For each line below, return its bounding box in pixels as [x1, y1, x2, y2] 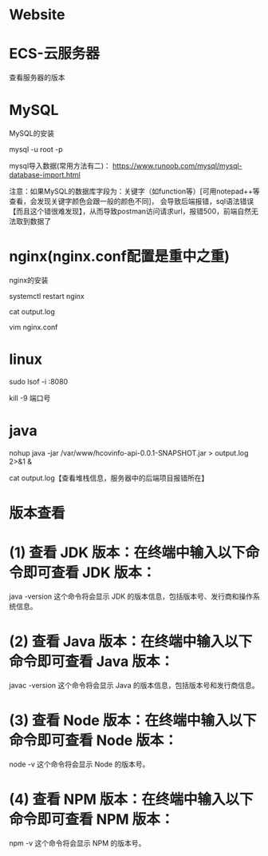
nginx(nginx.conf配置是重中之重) [9, 248, 230, 265]
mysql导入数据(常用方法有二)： [9, 161, 111, 171]
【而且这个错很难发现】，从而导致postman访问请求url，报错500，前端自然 [9, 206, 252, 217]
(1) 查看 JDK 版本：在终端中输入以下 [9, 543, 246, 562]
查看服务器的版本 [9, 73, 65, 82]
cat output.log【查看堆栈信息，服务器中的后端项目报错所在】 [9, 473, 209, 483]
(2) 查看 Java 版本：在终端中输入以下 [9, 633, 253, 651]
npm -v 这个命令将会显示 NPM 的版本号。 [9, 838, 146, 848]
